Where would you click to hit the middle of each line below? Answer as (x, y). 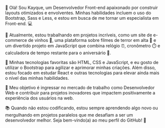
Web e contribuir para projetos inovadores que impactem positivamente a (80, 93)
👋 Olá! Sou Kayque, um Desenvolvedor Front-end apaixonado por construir (82, 8)
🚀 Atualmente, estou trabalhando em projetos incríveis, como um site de (79, 35)
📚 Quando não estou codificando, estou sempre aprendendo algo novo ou (82, 108)
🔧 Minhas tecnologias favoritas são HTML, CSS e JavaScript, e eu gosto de (82, 62)
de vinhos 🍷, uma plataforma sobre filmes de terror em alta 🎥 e (92, 40)
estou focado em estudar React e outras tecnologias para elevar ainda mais (82, 73)
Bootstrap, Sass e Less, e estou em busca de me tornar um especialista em (82, 18)
